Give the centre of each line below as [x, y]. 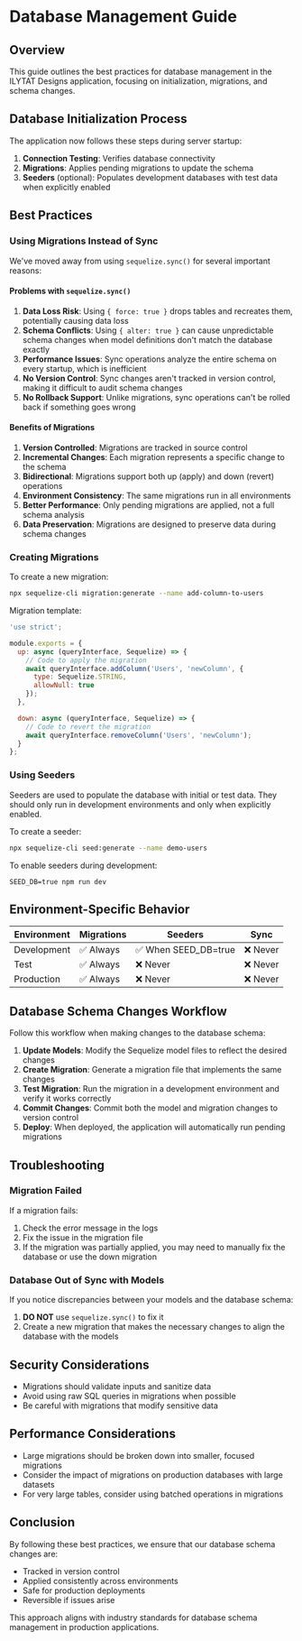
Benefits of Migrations [52, 428]
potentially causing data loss [75, 320]
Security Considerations [80, 1364]
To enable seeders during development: [83, 865]
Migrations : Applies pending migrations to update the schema [138, 168]
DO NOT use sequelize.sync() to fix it [93, 1317]
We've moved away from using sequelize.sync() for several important [140, 261]
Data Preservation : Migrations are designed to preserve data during [149, 524]
